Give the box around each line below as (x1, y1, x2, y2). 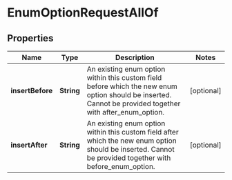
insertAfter (10, 140, 48, 150)
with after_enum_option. (86, 108, 164, 117)
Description (115, 53, 155, 62)
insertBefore (10, 86, 53, 95)
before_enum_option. (86, 162, 155, 171)
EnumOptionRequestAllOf (7, 5, 159, 21)
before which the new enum (86, 81, 177, 91)
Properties (7, 32, 54, 44)
